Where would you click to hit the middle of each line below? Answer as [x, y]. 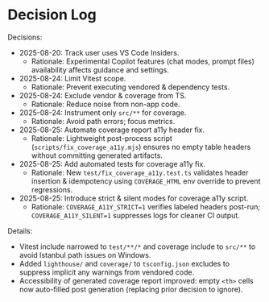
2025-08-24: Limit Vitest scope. [72, 78]
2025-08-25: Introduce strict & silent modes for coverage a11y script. [134, 198]
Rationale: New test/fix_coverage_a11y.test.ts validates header [140, 172]
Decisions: [25, 37]
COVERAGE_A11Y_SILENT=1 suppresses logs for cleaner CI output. [136, 215]
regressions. [52, 189]
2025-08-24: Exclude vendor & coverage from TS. [103, 95]
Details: [20, 230]
